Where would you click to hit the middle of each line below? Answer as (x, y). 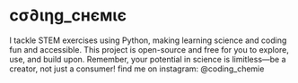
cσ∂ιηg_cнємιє (68, 16)
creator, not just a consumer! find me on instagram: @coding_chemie (137, 69)
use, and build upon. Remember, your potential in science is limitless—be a (148, 59)
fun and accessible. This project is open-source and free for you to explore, (149, 49)
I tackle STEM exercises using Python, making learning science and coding (148, 40)
